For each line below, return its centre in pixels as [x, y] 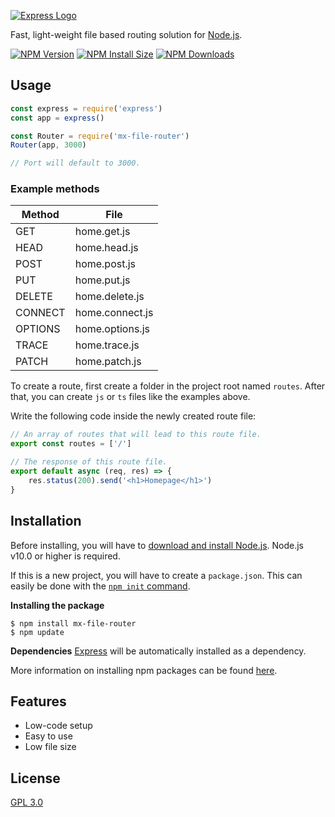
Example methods [55, 189]
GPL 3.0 [27, 802]
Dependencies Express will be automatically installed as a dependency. [158, 651]
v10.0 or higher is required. [65, 556]
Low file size [50, 747]
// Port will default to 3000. [75, 163]
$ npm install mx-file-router [73, 623]
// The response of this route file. [89, 462]
